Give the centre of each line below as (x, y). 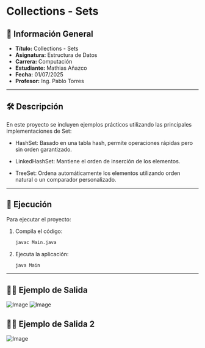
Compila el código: (39, 231)
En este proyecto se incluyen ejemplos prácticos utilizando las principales (99, 124)
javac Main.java (36, 242)
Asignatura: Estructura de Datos (56, 55)
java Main (28, 265)
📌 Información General (50, 34)
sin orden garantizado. (43, 149)
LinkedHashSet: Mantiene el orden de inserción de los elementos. (98, 161)
